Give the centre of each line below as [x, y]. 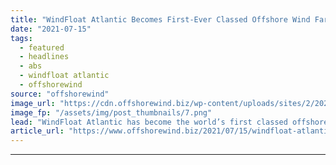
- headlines [44, 57]
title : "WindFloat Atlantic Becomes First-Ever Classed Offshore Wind [160, 19]
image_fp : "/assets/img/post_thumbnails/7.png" [111, 112]
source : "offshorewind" [60, 94]
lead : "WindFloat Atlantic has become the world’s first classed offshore [169, 122]
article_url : [37, 131]
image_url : [33, 103]
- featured [42, 47]
